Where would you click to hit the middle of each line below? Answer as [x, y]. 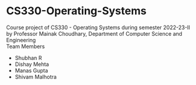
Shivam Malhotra [36, 77]
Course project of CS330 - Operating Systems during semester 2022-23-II [98, 27]
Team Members [25, 46]
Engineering [21, 40]
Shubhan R [28, 58]
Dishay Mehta [32, 64]
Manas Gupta [31, 70]
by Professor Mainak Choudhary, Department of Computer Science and [94, 33]
